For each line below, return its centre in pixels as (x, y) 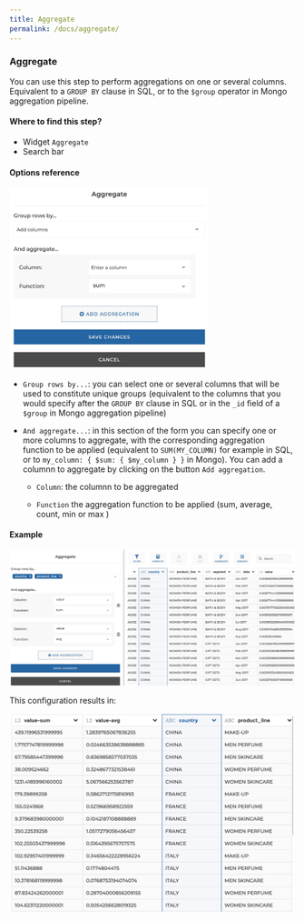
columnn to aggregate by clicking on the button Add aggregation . (144, 469)
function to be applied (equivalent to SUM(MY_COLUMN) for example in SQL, (157, 449)
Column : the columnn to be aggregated (107, 486)
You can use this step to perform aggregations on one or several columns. (148, 81)
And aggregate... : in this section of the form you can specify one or (149, 430)
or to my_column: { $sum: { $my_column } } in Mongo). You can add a (152, 459)
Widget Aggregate (55, 142)
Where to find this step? (56, 122)
